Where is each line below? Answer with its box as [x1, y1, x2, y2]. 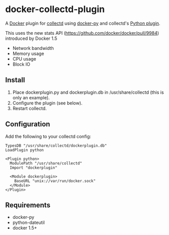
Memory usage [12, 50, 44, 56]
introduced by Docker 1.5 [5, 35, 58, 41]
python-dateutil [12, 219, 45, 225]
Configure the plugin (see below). [12, 100, 83, 106]
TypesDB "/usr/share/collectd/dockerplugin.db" [5, 143, 107, 148]
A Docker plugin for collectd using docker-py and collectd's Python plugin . [5, 20, 160, 26]
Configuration [5, 120, 50, 129]
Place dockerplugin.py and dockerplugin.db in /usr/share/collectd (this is [12, 89, 164, 95]
